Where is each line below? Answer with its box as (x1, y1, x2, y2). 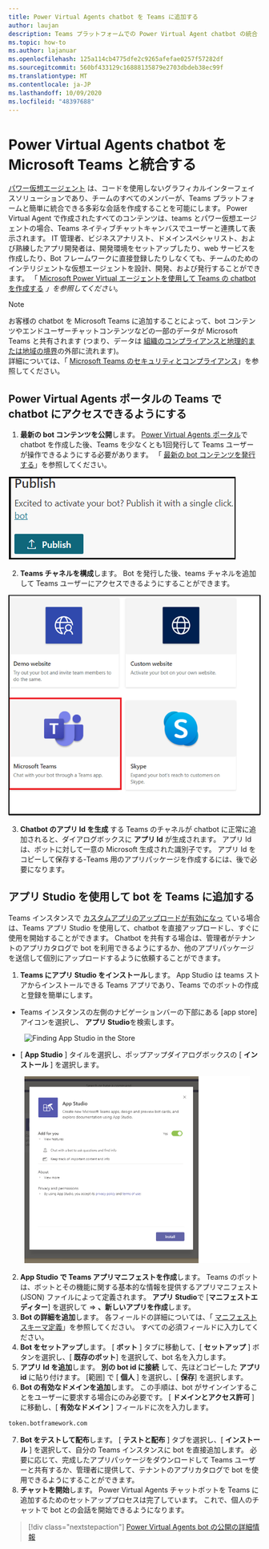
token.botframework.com (8, 1419, 88, 1427)
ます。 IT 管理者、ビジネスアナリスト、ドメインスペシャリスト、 (29, 233, 242, 244)
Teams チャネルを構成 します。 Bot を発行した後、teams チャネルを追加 (19, 569, 257, 579)
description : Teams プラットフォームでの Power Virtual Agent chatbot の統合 (8, 30, 258, 38)
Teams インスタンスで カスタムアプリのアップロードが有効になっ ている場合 (8, 913, 261, 922)
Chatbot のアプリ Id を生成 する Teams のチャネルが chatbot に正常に (19, 824, 250, 833)
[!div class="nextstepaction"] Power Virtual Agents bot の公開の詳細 (27, 1522, 253, 1531)
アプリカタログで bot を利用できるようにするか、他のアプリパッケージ (22, 942, 255, 953)
